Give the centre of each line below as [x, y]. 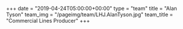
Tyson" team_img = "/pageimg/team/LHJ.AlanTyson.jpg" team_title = [90, 14]
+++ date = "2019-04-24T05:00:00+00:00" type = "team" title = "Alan [92, 8]
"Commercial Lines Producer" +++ [48, 21]
